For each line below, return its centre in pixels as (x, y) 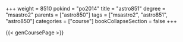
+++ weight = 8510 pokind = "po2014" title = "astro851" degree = (86, 9)
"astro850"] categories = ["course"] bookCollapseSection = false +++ (91, 21)
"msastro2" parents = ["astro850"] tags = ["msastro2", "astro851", (86, 15)
